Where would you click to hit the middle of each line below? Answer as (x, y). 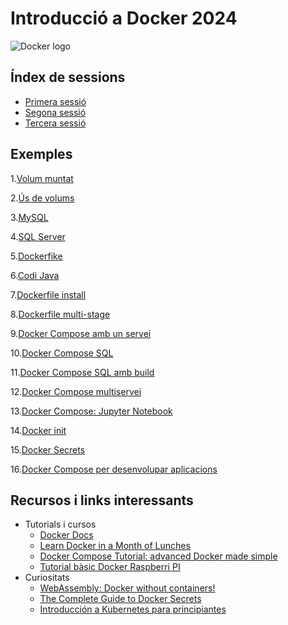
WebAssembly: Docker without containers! (127, 588)
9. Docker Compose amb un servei (81, 333)
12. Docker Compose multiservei (76, 391)
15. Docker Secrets (48, 449)
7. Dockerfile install (48, 294)
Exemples (41, 154)
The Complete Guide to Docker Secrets (120, 599)
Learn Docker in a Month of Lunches (115, 546)
